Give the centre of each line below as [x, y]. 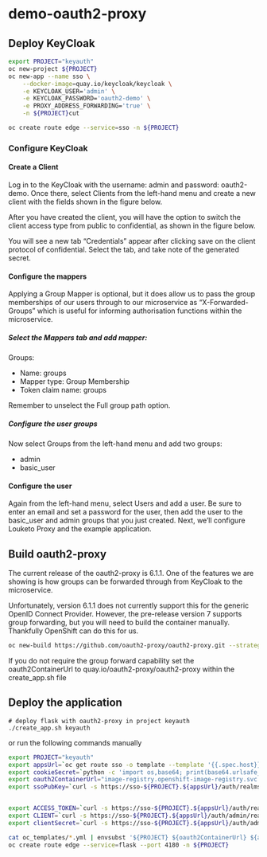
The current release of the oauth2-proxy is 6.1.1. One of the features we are [131, 573]
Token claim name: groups [63, 390]
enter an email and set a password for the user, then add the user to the [126, 512]
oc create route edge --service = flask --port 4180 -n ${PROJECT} [118, 845]
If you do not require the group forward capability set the [101, 661]
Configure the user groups [53, 424]
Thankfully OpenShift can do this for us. [74, 631]
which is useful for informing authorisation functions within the [139, 311]
